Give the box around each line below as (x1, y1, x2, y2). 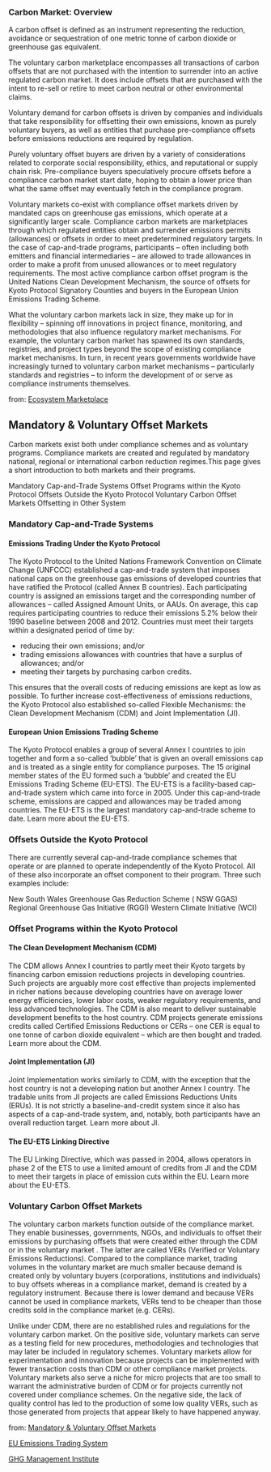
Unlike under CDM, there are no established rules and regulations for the (8, 1321, 251, 1330)
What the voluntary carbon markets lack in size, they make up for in (8, 310, 234, 320)
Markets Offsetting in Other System (8, 498, 127, 508)
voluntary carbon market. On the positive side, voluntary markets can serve (8, 1329, 260, 1339)
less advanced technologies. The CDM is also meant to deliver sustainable (8, 1004, 256, 1013)
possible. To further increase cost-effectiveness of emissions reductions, (8, 691, 252, 701)
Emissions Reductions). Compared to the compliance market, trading (8, 1253, 238, 1263)
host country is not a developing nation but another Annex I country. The (8, 1084, 251, 1094)
